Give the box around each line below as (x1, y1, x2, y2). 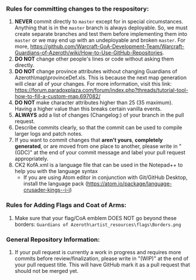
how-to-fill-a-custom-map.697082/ (14, 93, 101, 100)
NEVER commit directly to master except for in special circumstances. (14, 18, 184, 25)
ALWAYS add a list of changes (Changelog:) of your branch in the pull (14, 112, 184, 119)
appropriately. (14, 155, 49, 163)
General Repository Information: (6, 235, 100, 244)
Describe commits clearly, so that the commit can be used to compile (14, 124, 183, 131)
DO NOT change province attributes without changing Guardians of (14, 68, 178, 75)
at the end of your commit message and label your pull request (33, 149, 186, 156)
